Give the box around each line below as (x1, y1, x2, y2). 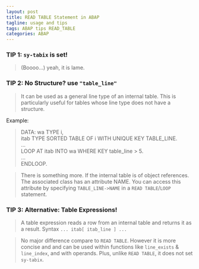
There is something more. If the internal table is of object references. (20, 171, 189, 179)
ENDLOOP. (20, 160, 48, 167)
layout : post (6, 8, 39, 15)
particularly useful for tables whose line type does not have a (20, 99, 171, 106)
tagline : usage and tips (6, 20, 68, 26)
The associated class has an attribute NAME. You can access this (20, 178, 181, 185)
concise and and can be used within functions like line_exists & (20, 243, 179, 251)
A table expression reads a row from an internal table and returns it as (20, 219, 192, 227)
